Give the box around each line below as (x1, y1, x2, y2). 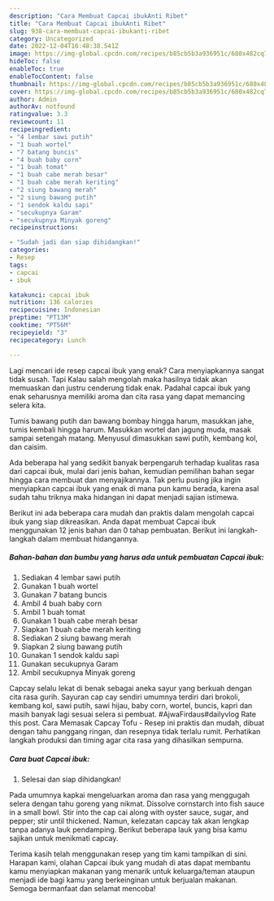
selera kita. (9, 400, 46, 410)
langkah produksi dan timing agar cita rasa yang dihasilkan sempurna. (9, 735, 244, 745)
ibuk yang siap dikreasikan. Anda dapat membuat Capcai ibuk (9, 516, 216, 526)
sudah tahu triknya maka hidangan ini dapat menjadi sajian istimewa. (9, 492, 239, 502)
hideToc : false (9, 58, 61, 66)
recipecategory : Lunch (9, 336, 86, 344)
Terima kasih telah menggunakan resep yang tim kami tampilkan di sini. (9, 849, 248, 859)
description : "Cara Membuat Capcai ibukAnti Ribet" (9, 11, 188, 20)
